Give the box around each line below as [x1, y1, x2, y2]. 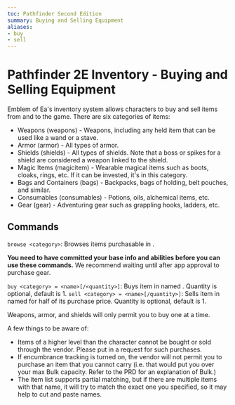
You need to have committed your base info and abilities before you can [7, 253, 221, 262]
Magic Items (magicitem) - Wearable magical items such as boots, [17, 163, 209, 172]
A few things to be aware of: [7, 324, 89, 333]
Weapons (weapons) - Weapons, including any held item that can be [17, 126, 216, 134]
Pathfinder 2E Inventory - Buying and [7, 67, 228, 83]
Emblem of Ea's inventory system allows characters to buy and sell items [7, 105, 218, 113]
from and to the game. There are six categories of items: [7, 112, 170, 121]
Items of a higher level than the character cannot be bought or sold [17, 337, 212, 346]
